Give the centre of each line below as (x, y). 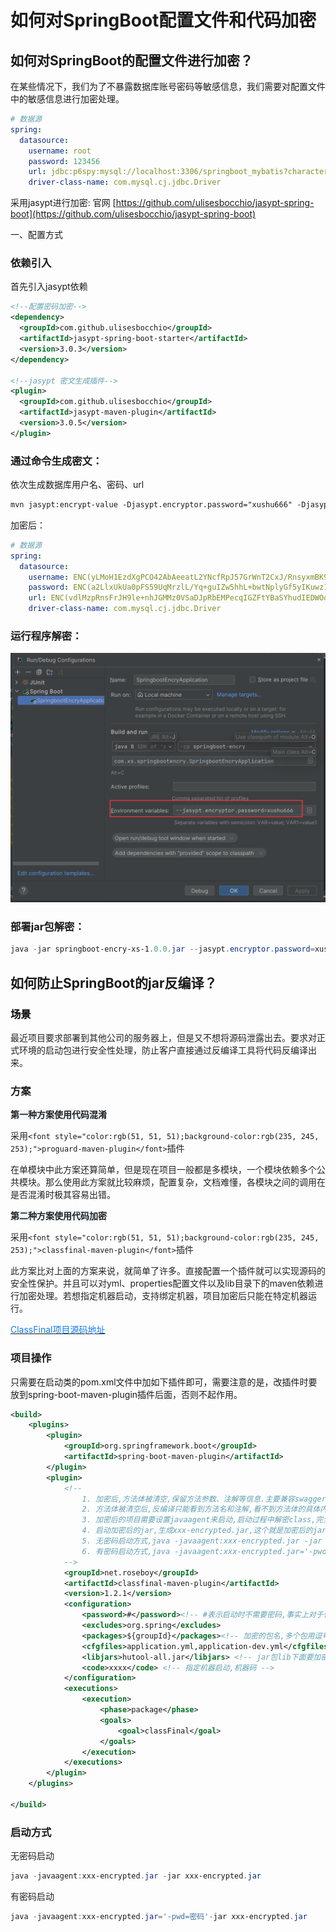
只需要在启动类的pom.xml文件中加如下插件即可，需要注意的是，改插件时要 (164, 1382)
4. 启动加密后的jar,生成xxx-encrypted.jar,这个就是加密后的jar (204, 1531)
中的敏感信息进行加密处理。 (67, 99)
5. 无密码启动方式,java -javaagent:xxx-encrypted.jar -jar (202, 1541)
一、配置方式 (36, 235)
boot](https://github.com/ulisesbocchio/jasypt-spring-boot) (133, 214)
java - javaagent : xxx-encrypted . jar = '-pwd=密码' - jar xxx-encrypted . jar (159, 1916)
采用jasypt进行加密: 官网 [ (63, 203)
